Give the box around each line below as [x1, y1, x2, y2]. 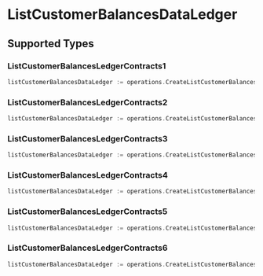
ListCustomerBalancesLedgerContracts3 [7, 133, 168, 144]
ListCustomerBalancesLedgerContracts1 [7, 61, 166, 72]
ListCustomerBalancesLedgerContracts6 [7, 242, 168, 253]
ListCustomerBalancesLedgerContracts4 [7, 170, 168, 181]
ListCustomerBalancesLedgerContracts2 [7, 97, 168, 108]
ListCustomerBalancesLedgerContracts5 [7, 206, 168, 217]
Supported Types [7, 37, 95, 50]
